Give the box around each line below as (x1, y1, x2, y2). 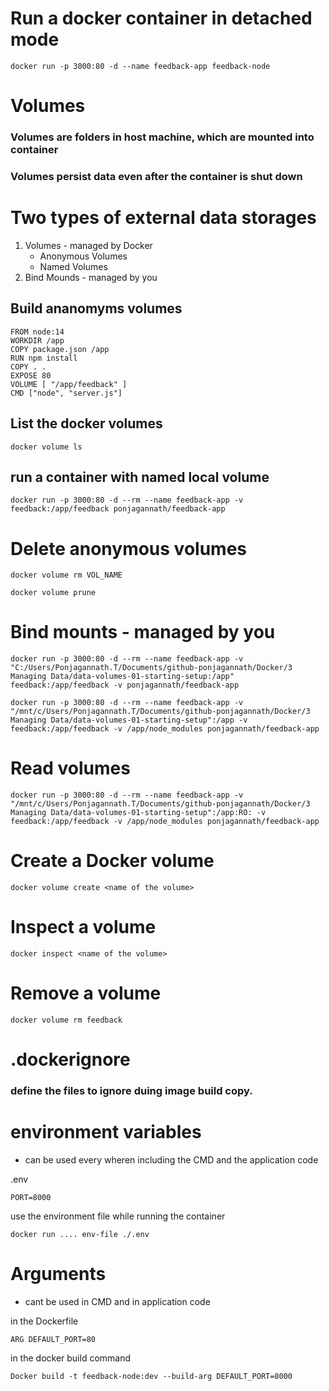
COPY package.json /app (10, 344, 110, 354)
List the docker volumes (10, 415, 163, 432)
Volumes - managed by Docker (24, 239, 153, 251)
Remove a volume (10, 982, 162, 1005)
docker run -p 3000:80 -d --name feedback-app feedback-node (10, 61, 271, 71)
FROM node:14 (10, 327, 65, 337)
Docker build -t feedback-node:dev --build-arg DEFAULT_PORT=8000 (10, 1371, 293, 1381)
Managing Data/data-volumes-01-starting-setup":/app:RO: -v (10, 808, 267, 818)
